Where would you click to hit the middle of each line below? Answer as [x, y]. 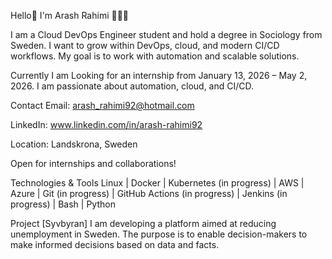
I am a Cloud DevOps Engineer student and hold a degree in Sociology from [166, 34]
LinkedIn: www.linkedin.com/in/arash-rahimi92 [106, 124]
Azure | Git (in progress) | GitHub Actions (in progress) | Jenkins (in [149, 193]
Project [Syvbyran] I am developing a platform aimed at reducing [143, 223]
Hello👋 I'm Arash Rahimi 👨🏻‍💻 [70, 15]
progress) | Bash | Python [63, 204]
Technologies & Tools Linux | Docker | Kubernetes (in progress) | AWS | [157, 183]
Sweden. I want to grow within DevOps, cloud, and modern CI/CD [145, 45]
